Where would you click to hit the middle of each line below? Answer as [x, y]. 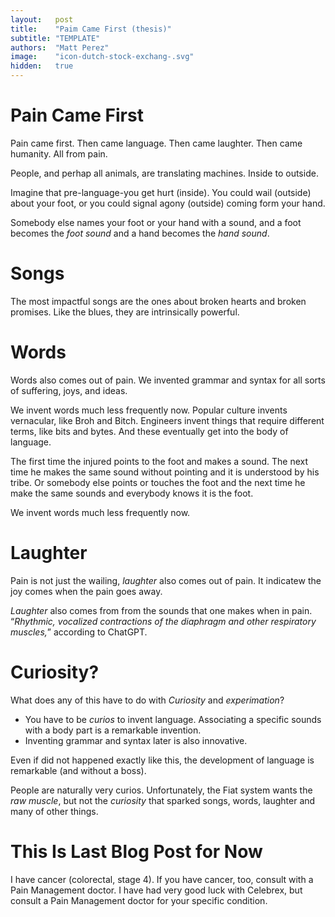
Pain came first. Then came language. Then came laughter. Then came [156, 143]
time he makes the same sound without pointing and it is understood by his [165, 472]
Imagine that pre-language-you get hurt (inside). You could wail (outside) [161, 192]
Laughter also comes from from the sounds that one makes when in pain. [161, 610]
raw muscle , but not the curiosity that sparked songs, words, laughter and [163, 800]
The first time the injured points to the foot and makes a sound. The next [159, 461]
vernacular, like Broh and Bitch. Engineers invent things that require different [167, 420]
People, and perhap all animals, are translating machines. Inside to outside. [164, 173]
